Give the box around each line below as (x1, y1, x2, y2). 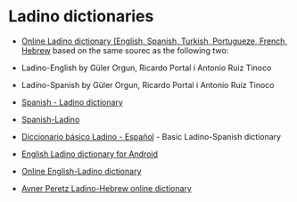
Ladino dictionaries (8, 6, 154, 27)
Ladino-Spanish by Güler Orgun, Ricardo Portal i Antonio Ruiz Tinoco (21, 79, 275, 90)
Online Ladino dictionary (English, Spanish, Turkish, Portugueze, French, (21, 36, 287, 46)
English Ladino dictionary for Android (21, 149, 158, 159)
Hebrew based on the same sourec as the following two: (21, 44, 229, 55)
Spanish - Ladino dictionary (21, 96, 124, 108)
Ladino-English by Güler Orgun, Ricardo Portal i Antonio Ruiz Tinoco (21, 62, 272, 73)
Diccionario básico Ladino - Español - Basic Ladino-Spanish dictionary (21, 131, 282, 141)
